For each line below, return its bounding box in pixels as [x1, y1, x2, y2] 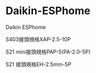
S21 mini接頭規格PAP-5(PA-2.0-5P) [5, 48, 91, 55]
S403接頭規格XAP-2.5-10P [5, 35, 71, 42]
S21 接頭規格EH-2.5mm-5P [5, 61, 72, 68]
